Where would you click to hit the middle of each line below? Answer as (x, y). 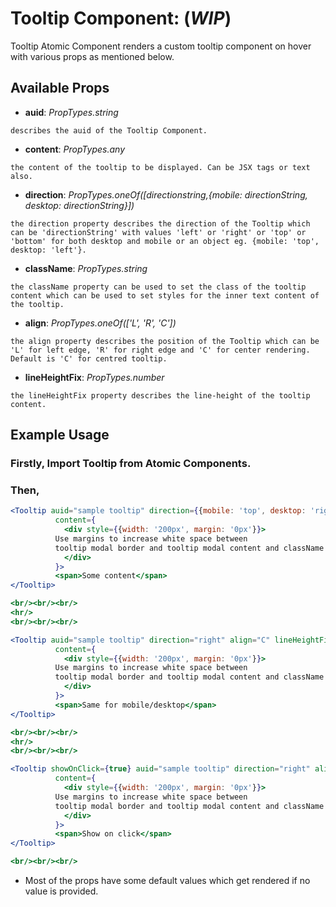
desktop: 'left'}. (48, 250)
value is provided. (61, 891)
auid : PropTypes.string (71, 112)
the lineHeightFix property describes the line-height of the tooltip (160, 395)
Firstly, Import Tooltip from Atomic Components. (131, 464)
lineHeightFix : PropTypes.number (94, 377)
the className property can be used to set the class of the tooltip (158, 287)
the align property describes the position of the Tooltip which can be (165, 341)
